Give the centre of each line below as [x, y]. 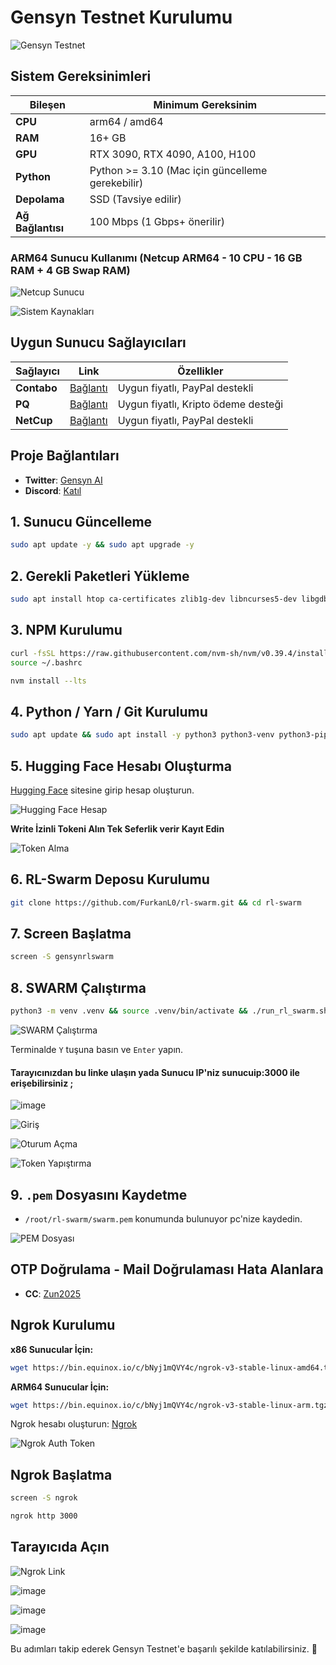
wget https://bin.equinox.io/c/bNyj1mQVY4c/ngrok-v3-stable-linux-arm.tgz [169, 1405]
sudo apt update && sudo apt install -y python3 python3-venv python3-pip [169, 735]
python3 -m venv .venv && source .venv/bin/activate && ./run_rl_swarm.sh [169, 1011]
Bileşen [47, 104]
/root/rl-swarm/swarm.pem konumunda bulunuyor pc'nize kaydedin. [163, 1219]
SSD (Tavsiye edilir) [135, 199]
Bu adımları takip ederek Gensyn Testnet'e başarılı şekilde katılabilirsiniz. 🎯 [164, 1648]
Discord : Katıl [53, 490]
